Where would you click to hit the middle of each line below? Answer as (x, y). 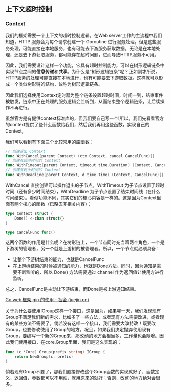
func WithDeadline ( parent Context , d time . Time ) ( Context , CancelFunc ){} (85, 175)
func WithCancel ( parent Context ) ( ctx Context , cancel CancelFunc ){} (80, 156)
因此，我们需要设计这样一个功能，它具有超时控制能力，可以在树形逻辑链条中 (85, 65)
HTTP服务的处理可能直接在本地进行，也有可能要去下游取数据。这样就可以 (82, 78)
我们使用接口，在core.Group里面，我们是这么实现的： (66, 342)
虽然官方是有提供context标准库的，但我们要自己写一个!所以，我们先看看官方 (85, 118)
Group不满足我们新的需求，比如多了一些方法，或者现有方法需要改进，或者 (83, 317)
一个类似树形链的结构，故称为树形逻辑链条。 (56, 84)
